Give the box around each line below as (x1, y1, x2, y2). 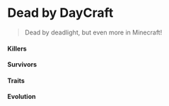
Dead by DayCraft (7, 5, 114, 21)
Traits (7, 76, 25, 85)
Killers (7, 44, 27, 53)
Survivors (7, 60, 37, 69)
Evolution (7, 93, 36, 101)
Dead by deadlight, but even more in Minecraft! (24, 28, 163, 37)
